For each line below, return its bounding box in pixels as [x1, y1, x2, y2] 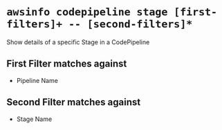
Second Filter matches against [6, 96, 141, 109]
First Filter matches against [6, 58, 127, 70]
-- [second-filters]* [68, 18, 193, 31]
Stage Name [16, 115, 53, 123]
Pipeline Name [16, 76, 58, 84]
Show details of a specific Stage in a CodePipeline [6, 37, 150, 46]
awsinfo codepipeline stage [6, 6, 168, 19]
